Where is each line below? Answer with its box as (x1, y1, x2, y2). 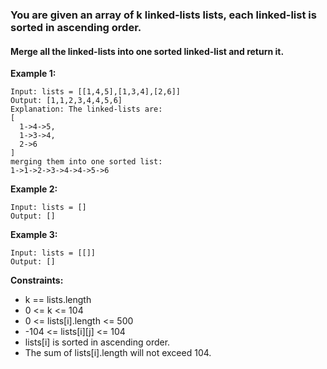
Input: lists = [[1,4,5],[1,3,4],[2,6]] (10, 87, 182, 97)
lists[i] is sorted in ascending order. (24, 336, 171, 348)
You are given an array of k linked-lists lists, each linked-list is (10, 8, 317, 22)
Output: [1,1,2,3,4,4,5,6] (10, 96, 123, 106)
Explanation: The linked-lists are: (10, 104, 163, 115)
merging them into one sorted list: (10, 157, 163, 167)
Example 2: (10, 183, 58, 195)
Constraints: (10, 274, 64, 287)
